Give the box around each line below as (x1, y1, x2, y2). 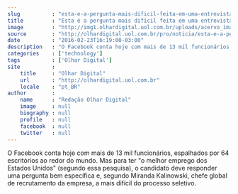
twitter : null (20, 129, 72, 136)
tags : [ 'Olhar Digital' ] (7, 57, 113, 64)
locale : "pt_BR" (20, 83, 81, 90)
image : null (20, 103, 72, 110)
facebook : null (20, 122, 72, 130)
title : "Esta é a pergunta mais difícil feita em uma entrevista (7, 17, 233, 24)
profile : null (20, 116, 72, 123)
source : (7, 30, 55, 38)
